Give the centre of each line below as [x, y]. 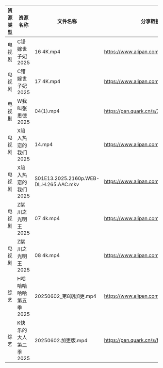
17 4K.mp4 [48, 81]
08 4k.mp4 [47, 255]
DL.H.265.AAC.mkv [57, 184]
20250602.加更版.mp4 [61, 340]
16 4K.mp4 [48, 52]
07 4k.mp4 [47, 218]
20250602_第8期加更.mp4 [65, 296]
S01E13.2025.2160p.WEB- [67, 178]
